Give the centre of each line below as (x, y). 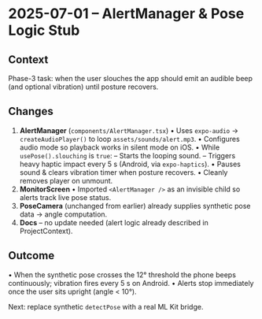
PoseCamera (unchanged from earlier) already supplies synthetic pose (135, 206)
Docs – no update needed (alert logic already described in (114, 222)
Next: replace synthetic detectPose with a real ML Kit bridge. (106, 306)
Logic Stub (44, 30)
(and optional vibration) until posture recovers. (83, 87)
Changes (31, 111)
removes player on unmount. (66, 180)
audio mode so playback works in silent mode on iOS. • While (120, 147)
